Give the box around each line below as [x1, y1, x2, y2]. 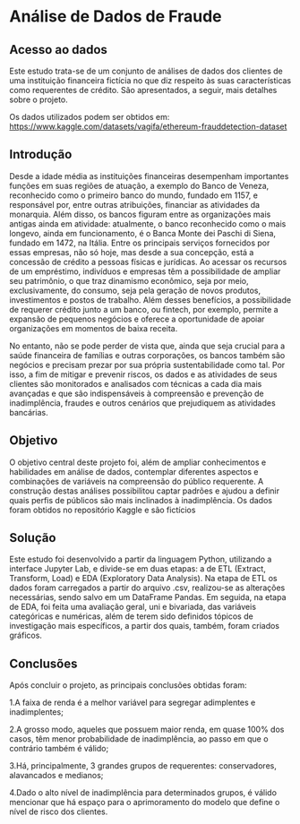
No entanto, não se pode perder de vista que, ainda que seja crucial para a [9, 340, 286, 351]
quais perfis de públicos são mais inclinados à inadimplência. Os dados [9, 494, 273, 505]
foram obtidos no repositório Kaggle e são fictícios [9, 504, 196, 515]
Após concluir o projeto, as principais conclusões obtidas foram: [9, 680, 247, 691]
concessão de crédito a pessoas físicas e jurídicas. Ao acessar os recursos [9, 256, 287, 267]
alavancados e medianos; [9, 770, 104, 781]
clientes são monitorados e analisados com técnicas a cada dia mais [9, 378, 262, 389]
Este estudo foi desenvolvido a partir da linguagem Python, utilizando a [9, 554, 272, 565]
